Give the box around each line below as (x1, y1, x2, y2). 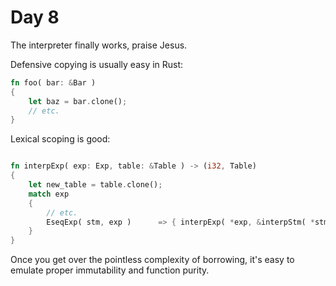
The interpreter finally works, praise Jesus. (10, 39, 188, 51)
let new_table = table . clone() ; (28, 180, 163, 190)
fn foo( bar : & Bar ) (10, 77, 97, 88)
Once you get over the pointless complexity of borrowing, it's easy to (10, 254, 295, 266)
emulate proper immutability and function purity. (10, 264, 210, 276)
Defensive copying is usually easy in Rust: (10, 58, 184, 70)
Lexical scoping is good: (10, 133, 111, 145)
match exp (28, 189, 70, 199)
